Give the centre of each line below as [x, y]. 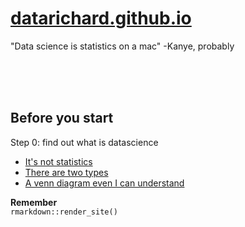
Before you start [62, 118]
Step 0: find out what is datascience [84, 142]
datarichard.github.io [101, 18]
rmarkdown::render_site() [64, 212]
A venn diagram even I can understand [104, 183]
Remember [34, 202]
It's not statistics [58, 161]
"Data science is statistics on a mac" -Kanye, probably [122, 46]
